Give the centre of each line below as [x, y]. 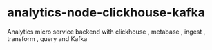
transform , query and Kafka [47, 38]
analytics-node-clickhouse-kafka [106, 13]
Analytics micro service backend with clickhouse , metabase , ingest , [106, 32]
